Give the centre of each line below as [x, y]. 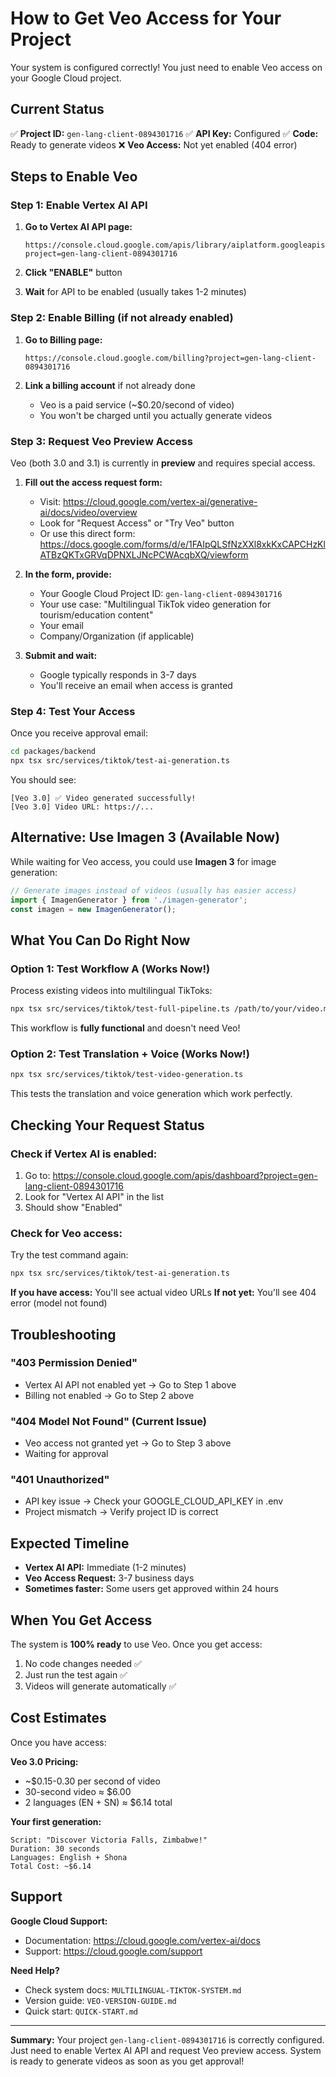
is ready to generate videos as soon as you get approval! [127, 2061]
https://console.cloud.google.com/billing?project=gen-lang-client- [170, 358]
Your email [61, 626]
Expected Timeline [70, 1543]
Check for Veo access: [66, 1233]
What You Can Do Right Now [100, 940]
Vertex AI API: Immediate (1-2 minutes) [105, 1568]
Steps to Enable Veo [74, 177]
